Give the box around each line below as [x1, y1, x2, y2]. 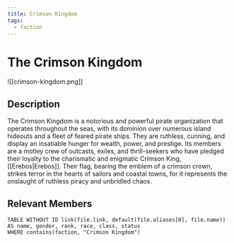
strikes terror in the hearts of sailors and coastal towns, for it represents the [7, 169, 228, 178]
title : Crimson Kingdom [7, 10, 78, 18]
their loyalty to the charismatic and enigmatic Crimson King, [7, 154, 182, 163]
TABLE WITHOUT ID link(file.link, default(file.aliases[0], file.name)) [7, 216, 226, 223]
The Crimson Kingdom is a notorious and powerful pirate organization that [7, 117, 224, 125]
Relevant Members [7, 198, 93, 210]
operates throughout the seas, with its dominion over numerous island [7, 125, 211, 133]
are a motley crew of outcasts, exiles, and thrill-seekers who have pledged [7, 147, 225, 156]
